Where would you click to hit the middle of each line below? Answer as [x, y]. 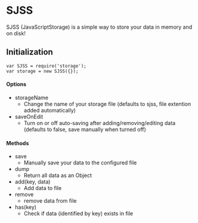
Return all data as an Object [58, 175]
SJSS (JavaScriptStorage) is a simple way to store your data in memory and [99, 27]
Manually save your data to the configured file [80, 163]
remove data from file [50, 201]
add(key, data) [33, 182]
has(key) [26, 207]
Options [16, 84]
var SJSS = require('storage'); [46, 66]
